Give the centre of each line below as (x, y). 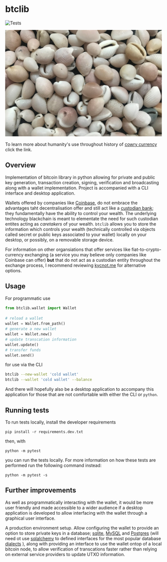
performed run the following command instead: (53, 465)
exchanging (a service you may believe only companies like (85, 254)
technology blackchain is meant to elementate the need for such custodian (82, 219)
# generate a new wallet (31, 329)
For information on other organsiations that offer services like (68, 249)
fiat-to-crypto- (146, 249)
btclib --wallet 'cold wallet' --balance (49, 380)
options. (14, 270)
